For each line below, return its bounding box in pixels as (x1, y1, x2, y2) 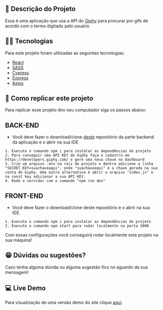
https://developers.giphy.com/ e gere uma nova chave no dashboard (5, 157, 145, 162)
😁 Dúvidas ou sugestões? (5, 251, 86, 259)
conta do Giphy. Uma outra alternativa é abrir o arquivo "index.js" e (5, 170, 153, 175)
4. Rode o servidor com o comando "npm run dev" (5, 179, 106, 183)
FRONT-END (5, 192, 43, 200)
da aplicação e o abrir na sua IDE (12, 139, 79, 145)
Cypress (12, 70, 29, 75)
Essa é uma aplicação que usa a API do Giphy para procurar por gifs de (5, 18, 148, 23)
